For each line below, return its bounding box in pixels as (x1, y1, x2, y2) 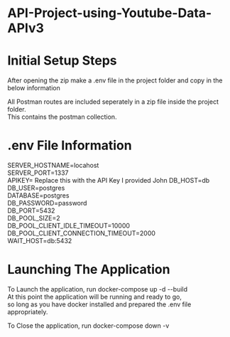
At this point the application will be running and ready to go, (7, 293, 182, 301)
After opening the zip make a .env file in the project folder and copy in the (7, 76, 223, 85)
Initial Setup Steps (7, 53, 117, 69)
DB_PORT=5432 (7, 206, 55, 215)
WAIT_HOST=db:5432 (7, 237, 72, 245)
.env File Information (7, 137, 133, 154)
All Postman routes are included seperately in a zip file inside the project (7, 97, 219, 106)
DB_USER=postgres (7, 183, 65, 193)
